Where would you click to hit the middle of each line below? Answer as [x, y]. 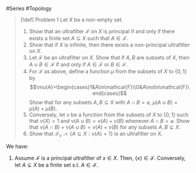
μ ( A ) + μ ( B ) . [43, 108]
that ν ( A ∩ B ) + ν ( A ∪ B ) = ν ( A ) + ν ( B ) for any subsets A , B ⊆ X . [105, 127]
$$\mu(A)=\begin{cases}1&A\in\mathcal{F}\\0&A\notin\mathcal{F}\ [110, 87]
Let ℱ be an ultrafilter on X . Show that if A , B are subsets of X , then [109, 57]
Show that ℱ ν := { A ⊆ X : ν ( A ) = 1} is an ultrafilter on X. [96, 135]
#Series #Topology [29, 8]
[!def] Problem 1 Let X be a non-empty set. [71, 20]
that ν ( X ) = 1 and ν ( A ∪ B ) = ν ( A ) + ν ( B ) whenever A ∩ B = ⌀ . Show [109, 121]
